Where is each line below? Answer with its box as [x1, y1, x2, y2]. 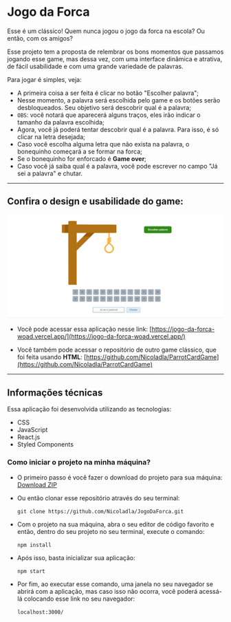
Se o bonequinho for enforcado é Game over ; [16, 154, 146, 162]
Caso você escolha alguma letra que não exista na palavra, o [16, 140, 190, 148]
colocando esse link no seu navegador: [23, 594, 135, 603]
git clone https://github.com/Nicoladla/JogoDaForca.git [16, 508, 184, 515]
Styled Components [16, 440, 74, 449]
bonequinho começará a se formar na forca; [16, 147, 142, 155]
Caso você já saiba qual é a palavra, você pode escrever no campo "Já [16, 162, 218, 170]
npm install [16, 541, 52, 548]
